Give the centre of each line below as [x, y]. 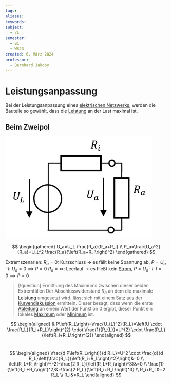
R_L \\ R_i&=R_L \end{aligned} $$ [86, 375]
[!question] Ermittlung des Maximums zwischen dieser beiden [83, 285]
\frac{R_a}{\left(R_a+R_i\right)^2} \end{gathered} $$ [100, 252]
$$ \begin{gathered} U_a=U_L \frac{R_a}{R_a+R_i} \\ [68, 247]
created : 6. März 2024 [30, 54]
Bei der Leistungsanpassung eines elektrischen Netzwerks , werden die [80, 105]
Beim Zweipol [27, 127]
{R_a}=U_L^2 [31, 252]
